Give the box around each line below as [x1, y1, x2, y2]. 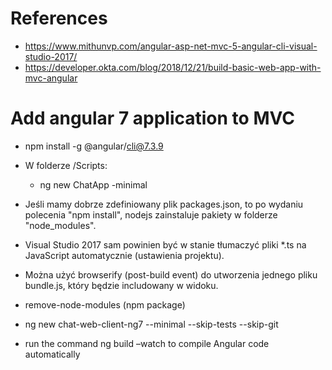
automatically [24, 348, 81, 360]
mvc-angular [24, 72, 78, 84]
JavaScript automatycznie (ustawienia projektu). [24, 249, 225, 261]
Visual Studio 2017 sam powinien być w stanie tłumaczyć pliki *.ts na [24, 238, 307, 251]
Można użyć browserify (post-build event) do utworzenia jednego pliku [24, 268, 318, 281]
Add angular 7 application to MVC [10, 107, 295, 130]
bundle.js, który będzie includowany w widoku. [24, 279, 219, 291]
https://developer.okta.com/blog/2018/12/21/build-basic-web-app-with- [24, 61, 322, 73]
